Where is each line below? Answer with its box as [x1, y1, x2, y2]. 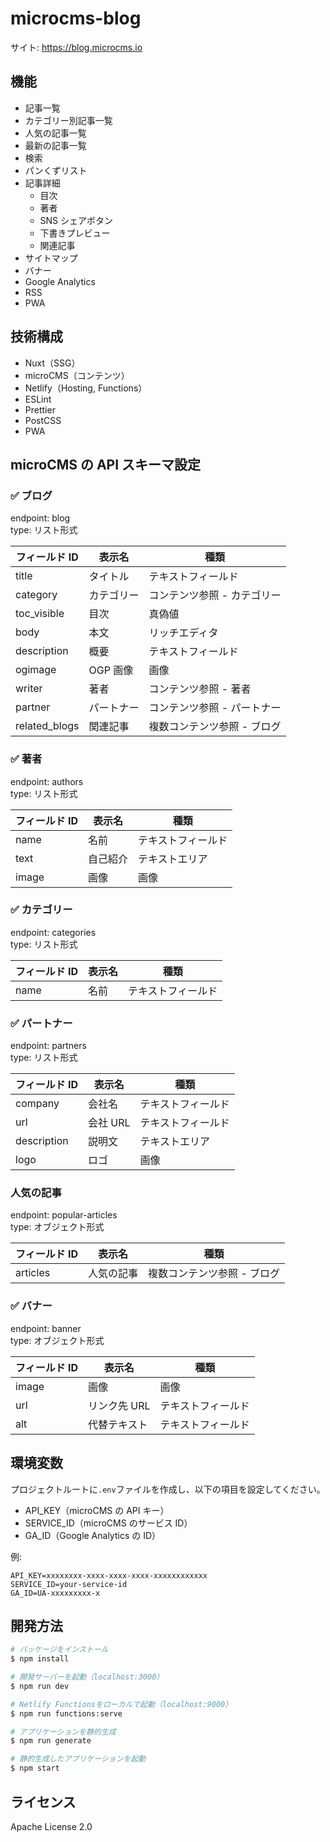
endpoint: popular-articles [10, 1209, 118, 1221]
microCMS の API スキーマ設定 [10, 456, 202, 473]
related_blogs [15, 719, 80, 733]
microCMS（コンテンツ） [24, 369, 130, 381]
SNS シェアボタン [39, 214, 114, 226]
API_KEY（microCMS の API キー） [24, 1504, 170, 1516]
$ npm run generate [10, 1736, 92, 1746]
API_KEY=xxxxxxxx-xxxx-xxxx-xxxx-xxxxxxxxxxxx [10, 1570, 208, 1581]
